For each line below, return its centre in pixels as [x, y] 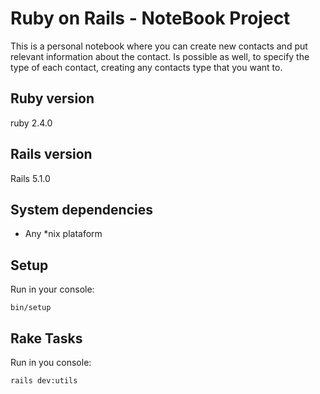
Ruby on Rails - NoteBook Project [150, 18]
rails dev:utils [44, 381]
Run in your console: [52, 289]
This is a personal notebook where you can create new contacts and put [159, 46]
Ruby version [52, 98]
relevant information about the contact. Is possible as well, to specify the [160, 56]
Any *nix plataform [63, 234]
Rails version [51, 154]
